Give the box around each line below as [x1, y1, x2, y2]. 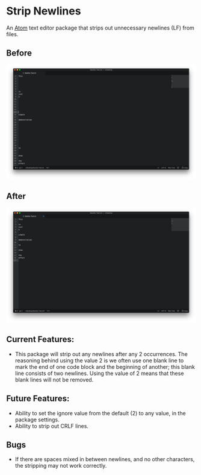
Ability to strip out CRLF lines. [14, 422, 89, 429]
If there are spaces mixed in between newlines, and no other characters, [14, 456, 195, 463]
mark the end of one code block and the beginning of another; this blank [14, 363, 196, 370]
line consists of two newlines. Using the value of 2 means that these [14, 370, 184, 377]
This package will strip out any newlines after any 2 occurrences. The [14, 350, 188, 357]
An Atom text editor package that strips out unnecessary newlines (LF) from [6, 24, 194, 31]
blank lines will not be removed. [14, 376, 94, 383]
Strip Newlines [6, 4, 81, 18]
